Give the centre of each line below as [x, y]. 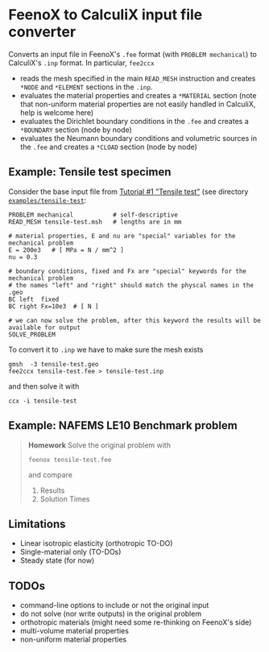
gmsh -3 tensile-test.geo [54, 364]
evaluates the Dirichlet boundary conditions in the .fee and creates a [134, 121]
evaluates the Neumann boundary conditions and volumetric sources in [139, 138]
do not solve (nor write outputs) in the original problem [111, 614]
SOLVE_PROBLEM [32, 334]
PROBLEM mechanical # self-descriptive [93, 215]
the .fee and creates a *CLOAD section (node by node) [108, 146]
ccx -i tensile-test [43, 401]
